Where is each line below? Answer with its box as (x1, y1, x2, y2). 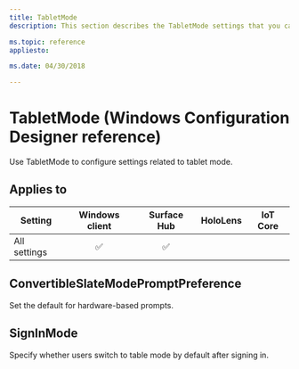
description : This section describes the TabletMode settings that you (9, 21, 280, 30)
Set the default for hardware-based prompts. (9, 299, 174, 310)
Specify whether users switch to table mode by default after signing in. (9, 349, 270, 360)
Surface (149, 209, 184, 221)
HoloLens (200, 214, 243, 226)
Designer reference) (9, 127, 162, 147)
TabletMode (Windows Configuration (9, 108, 290, 128)
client (86, 219, 112, 232)
